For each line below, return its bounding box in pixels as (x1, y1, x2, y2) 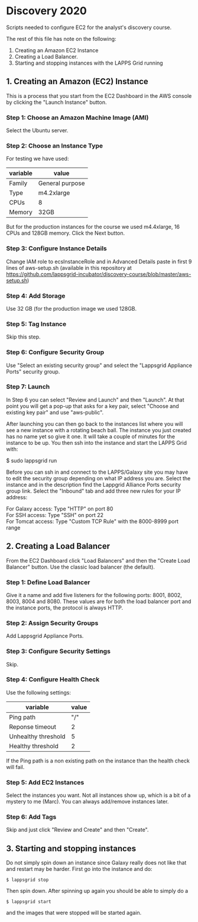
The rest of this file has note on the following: (6, 35, 116, 42)
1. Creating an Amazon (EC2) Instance (6, 76, 149, 87)
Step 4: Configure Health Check (6, 675, 100, 684)
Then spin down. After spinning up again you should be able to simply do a (6, 888, 189, 895)
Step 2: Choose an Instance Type (6, 141, 103, 149)
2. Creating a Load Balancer (6, 541, 111, 551)
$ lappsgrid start (6, 899, 51, 905)
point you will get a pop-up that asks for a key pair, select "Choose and (6, 402, 179, 410)
